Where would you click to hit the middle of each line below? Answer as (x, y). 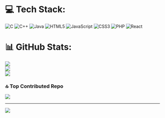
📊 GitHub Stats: (39, 47)
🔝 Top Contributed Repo (34, 86)
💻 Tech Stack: (35, 10)
